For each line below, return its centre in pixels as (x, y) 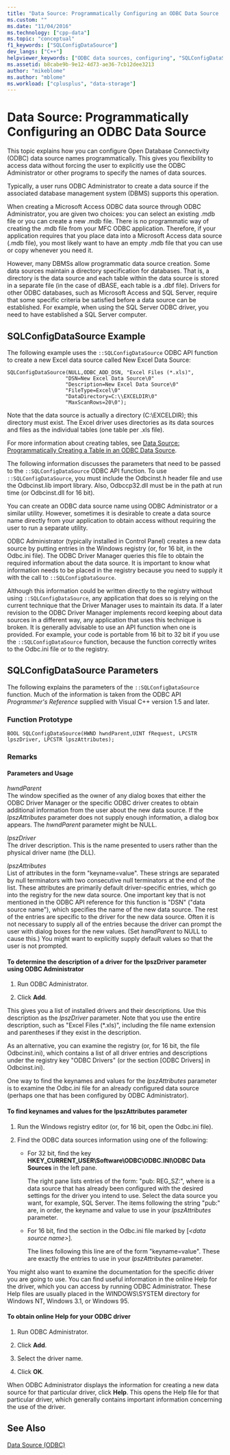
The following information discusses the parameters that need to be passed (114, 464)
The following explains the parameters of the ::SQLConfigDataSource (103, 687)
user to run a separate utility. (48, 528)
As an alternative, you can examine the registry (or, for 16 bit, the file (103, 1046)
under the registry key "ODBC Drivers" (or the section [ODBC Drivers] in (109, 1060)
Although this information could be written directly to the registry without (110, 591)
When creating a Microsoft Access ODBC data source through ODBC (104, 207)
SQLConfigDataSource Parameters (83, 671)
